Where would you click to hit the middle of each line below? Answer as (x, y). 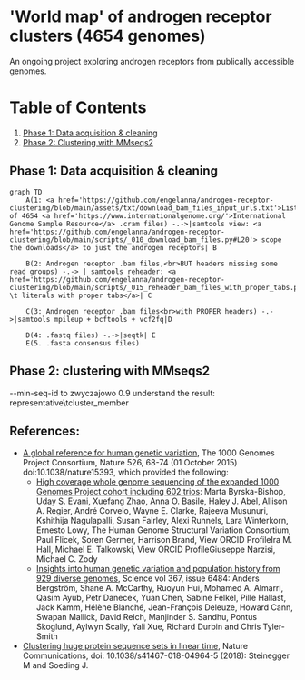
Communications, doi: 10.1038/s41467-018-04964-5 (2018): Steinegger (156, 655)
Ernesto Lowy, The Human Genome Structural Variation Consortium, (164, 530)
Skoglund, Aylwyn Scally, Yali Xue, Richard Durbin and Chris (148, 627)
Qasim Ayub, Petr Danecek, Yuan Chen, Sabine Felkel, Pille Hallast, (161, 598)
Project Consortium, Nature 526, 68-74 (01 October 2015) (130, 463)
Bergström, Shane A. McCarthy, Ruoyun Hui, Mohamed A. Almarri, (160, 588)
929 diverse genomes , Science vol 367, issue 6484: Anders (148, 578)
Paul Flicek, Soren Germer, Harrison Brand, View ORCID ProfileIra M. (164, 540)
